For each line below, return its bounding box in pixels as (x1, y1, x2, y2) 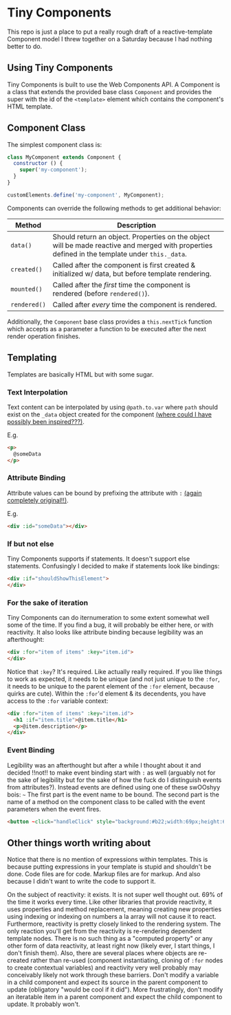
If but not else (7, 539, 54, 548)
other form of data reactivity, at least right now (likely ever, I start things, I (7, 941, 215, 950)
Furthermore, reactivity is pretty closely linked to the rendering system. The (7, 919, 221, 928)
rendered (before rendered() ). (52, 289, 150, 298)
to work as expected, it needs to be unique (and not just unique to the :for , (7, 675, 220, 683)
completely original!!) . (7, 496, 69, 504)
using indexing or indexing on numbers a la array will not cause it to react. (7, 913, 217, 921)
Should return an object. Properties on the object (52, 232, 210, 241)
